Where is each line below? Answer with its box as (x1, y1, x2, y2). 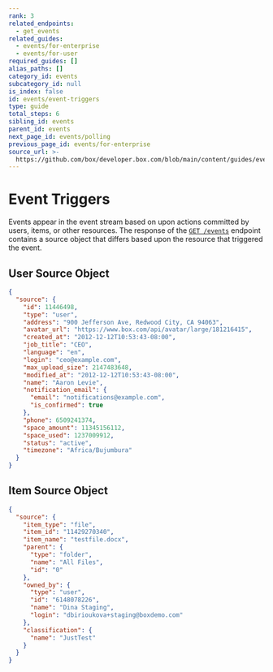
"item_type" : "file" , (23, 520, 96, 528)
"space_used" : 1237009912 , (23, 431, 115, 439)
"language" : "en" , (23, 348, 85, 356)
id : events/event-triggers (8, 95, 100, 103)
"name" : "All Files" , (29, 558, 104, 566)
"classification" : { (23, 626, 93, 634)
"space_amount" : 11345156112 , (23, 424, 126, 432)
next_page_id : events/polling (8, 132, 111, 140)
